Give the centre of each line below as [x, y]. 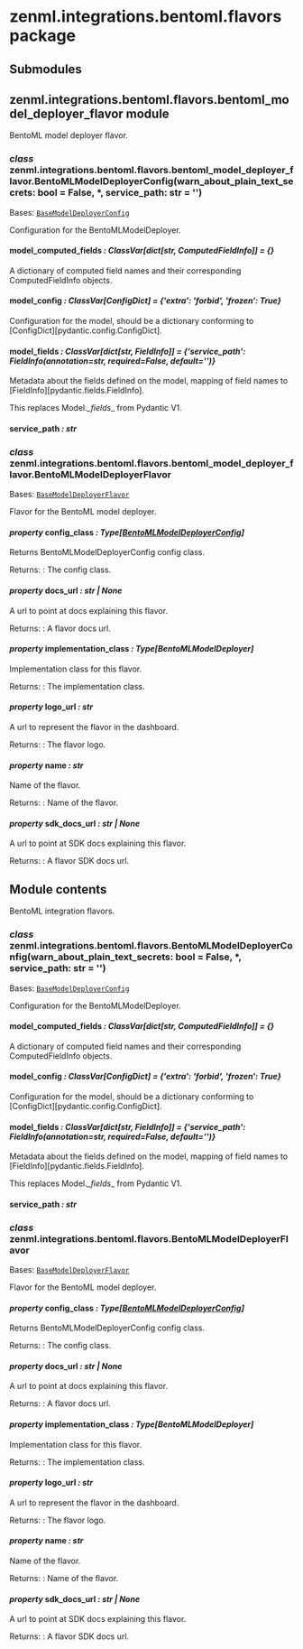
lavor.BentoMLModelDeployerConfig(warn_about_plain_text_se [151, 181]
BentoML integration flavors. [62, 911]
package [43, 36]
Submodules [46, 69]
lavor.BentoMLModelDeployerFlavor [90, 474]
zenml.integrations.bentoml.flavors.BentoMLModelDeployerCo [151, 946]
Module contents [58, 889]
